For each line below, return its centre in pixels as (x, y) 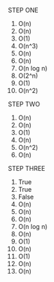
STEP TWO (24, 104)
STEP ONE (23, 10)
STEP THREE (27, 168)
